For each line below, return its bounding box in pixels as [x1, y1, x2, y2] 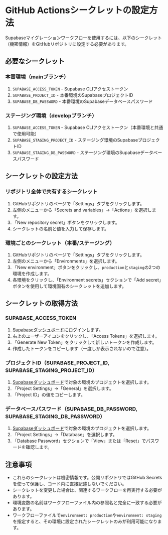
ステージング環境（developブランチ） [5, 112, 97, 119]
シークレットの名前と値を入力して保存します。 [12, 225, 109, 231]
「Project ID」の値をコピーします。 [12, 391, 85, 397]
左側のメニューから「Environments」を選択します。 [12, 258, 120, 264]
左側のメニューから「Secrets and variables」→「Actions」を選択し [12, 207, 152, 213]
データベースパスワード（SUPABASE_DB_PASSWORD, [5, 405, 137, 412]
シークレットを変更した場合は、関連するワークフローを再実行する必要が [12, 487, 162, 493]
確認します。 [26, 444, 52, 450]
